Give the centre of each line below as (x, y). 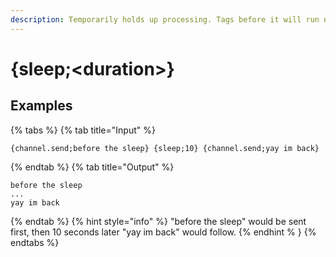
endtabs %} (35, 242)
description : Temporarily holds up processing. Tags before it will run (165, 19)
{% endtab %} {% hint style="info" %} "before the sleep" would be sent (158, 221)
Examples (41, 106)
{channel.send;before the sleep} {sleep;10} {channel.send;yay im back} (165, 148)
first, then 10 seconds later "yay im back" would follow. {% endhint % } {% (163, 232)
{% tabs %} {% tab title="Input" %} (83, 130)
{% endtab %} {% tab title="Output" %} (92, 167)
